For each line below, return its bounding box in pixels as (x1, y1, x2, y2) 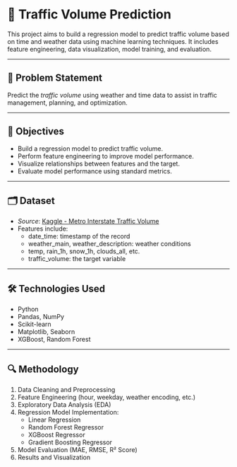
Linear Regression (28, 415, 81, 424)
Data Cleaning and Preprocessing (17, 386, 116, 393)
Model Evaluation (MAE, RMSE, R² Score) (17, 446, 138, 454)
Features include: (17, 224, 68, 233)
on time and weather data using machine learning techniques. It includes (7, 37, 219, 45)
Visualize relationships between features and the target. (17, 159, 180, 168)
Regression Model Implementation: (17, 408, 119, 416)
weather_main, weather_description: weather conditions (28, 240, 192, 248)
